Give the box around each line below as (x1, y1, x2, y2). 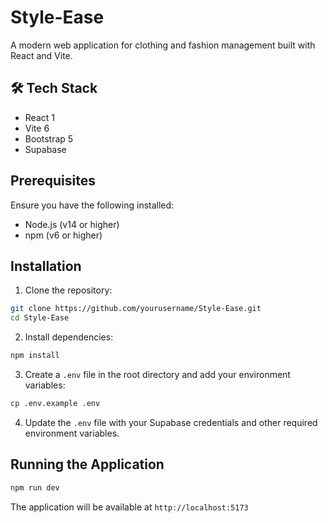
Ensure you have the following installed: (10, 199, 175, 211)
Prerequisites (10, 172, 96, 190)
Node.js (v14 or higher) (24, 218, 120, 230)
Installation (10, 257, 82, 275)
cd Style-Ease (10, 313, 70, 323)
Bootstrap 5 (24, 132, 74, 145)
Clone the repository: (24, 284, 113, 296)
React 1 (24, 111, 55, 123)
